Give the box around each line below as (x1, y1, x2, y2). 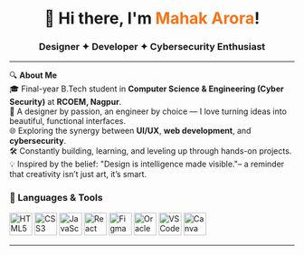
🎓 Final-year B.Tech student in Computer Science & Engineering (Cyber (9, 83, 284, 94)
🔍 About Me (9, 70, 57, 80)
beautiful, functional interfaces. (9, 116, 127, 127)
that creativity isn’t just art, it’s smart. (9, 169, 147, 180)
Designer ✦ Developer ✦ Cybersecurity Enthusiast (38, 41, 266, 53)
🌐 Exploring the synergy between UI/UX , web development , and (9, 126, 252, 137)
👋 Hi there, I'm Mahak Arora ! (43, 8, 261, 29)
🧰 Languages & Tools (9, 192, 103, 204)
